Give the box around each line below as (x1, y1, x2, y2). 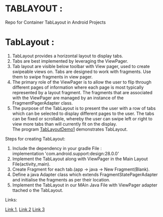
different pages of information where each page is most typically (12, 84, 144, 90)
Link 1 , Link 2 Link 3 (5, 206, 45, 212)
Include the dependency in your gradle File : (12, 145, 102, 151)
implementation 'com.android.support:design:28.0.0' (12, 150, 119, 156)
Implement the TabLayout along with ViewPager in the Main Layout (12, 156, 148, 162)
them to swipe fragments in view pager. (12, 73, 93, 79)
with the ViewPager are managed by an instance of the (12, 95, 124, 101)
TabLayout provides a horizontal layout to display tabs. (12, 53, 123, 59)
